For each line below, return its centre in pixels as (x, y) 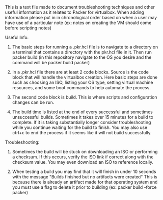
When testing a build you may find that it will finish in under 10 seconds (84, 172)
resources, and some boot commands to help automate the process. (81, 87)
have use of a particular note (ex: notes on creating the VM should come (78, 23)
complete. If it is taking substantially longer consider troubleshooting (81, 122)
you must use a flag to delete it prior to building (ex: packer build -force (84, 187)
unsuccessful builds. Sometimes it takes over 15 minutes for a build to (83, 117)
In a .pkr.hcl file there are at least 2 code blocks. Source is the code (80, 72)
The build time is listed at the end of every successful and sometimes (82, 112)
